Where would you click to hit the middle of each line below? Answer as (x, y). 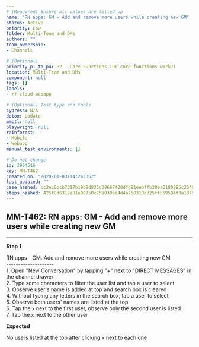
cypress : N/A (22, 111)
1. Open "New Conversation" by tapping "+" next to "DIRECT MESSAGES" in (99, 270)
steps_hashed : (24, 193)
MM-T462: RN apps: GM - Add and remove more (97, 217)
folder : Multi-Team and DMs (41, 34)
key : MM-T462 (22, 171)
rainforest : (21, 133)
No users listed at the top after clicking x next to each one (76, 337)
